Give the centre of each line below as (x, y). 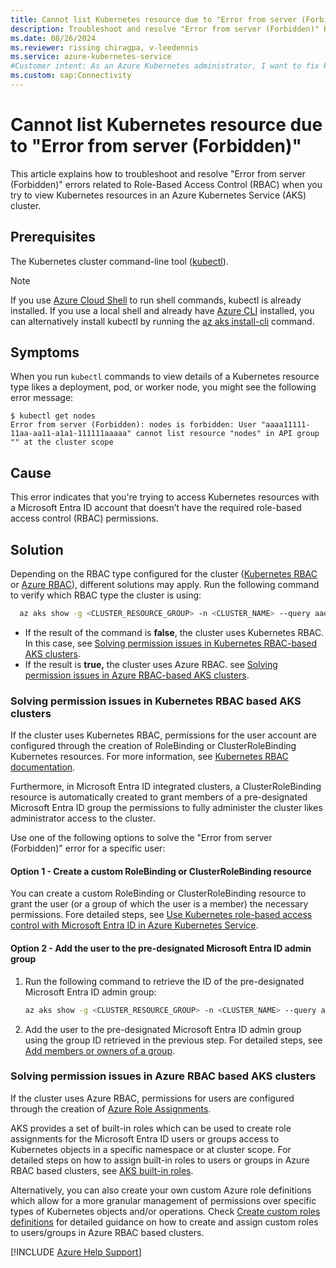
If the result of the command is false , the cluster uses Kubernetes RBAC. (174, 632)
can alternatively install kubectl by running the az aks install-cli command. (162, 321)
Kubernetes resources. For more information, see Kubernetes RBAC (149, 757)
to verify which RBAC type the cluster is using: (106, 595)
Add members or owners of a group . (100, 1050)
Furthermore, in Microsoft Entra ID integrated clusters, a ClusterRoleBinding (166, 787)
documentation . (43, 767)
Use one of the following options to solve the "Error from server (141, 838)
